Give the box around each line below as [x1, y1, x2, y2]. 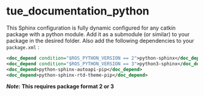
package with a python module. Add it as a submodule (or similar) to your [6, 30, 190, 37]
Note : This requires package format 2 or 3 [6, 83, 114, 90]
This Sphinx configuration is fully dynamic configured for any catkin [6, 24, 176, 31]
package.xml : [6, 43, 39, 51]
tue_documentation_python [6, 4, 150, 18]
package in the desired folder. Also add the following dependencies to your [6, 37, 194, 44]
